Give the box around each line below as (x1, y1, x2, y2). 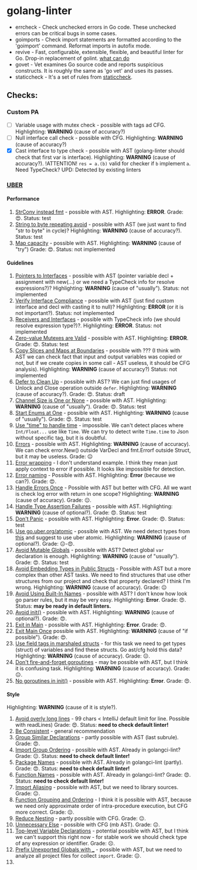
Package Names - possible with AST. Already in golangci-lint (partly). (15, 759, 184, 766)
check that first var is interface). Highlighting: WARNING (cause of (15, 154, 176, 161)
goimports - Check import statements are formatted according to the (15, 36, 182, 43)
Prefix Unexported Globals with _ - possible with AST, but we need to (15, 846, 182, 853)
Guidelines (6, 259, 34, 266)
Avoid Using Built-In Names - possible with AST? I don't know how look (15, 590, 188, 597)
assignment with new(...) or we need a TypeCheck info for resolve (15, 279, 175, 286)
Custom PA (6, 108, 39, 116)
